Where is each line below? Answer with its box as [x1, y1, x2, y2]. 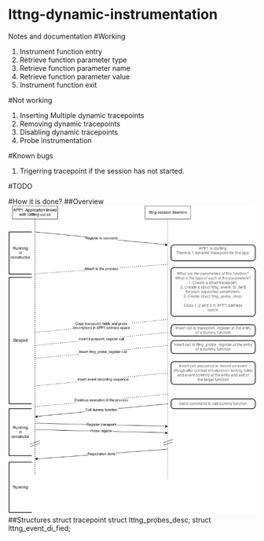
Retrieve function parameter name [19, 63, 131, 72]
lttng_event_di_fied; [8, 523, 71, 532]
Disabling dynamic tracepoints [19, 127, 119, 137]
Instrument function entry [19, 46, 103, 56]
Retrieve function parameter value [19, 72, 130, 81]
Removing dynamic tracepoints [19, 119, 120, 128]
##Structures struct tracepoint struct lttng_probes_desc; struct [8, 515, 211, 524]
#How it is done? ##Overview [8, 197, 104, 206]
